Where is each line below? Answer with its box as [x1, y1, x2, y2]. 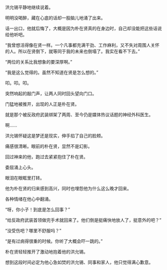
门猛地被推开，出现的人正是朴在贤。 [5, 101, 80, 107]
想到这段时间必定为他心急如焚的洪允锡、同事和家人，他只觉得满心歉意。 [5, 260, 153, 265]
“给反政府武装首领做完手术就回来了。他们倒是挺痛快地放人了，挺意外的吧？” [5, 217, 162, 223]
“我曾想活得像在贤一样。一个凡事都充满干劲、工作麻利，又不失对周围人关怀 [5, 42, 160, 48]
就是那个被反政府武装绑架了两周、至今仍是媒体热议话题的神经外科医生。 [5, 112, 153, 118]
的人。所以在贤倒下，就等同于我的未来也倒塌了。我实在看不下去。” [5, 49, 140, 54]
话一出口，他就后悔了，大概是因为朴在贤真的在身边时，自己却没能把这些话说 [5, 25, 162, 31]
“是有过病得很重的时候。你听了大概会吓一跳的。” [5, 238, 103, 244]
